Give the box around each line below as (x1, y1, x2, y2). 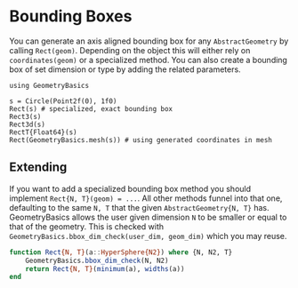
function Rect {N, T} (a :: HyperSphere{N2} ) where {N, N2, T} (9, 247, 233, 257)
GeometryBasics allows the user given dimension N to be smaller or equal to (9, 212, 287, 222)
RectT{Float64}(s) (9, 127, 77, 137)
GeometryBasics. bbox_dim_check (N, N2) (25, 256, 169, 265)
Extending (9, 160, 68, 175)
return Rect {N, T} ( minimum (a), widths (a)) (25, 264, 185, 273)
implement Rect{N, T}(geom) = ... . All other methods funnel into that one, (9, 193, 283, 204)
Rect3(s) (9, 112, 42, 121)
